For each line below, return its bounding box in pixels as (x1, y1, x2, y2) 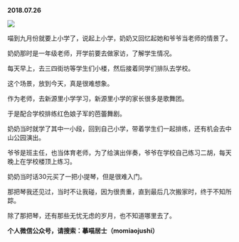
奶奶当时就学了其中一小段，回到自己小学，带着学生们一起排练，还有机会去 (7, 124, 225, 133)
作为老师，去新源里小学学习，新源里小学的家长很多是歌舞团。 (7, 94, 188, 102)
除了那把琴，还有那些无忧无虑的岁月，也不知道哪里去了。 (7, 211, 176, 219)
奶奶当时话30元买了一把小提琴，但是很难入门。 (7, 172, 147, 180)
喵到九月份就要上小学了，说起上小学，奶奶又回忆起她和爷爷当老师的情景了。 (7, 34, 232, 42)
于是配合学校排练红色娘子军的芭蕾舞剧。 (7, 109, 126, 118)
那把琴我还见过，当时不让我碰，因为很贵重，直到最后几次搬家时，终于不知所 (7, 187, 232, 196)
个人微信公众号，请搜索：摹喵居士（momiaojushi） (7, 226, 159, 235)
